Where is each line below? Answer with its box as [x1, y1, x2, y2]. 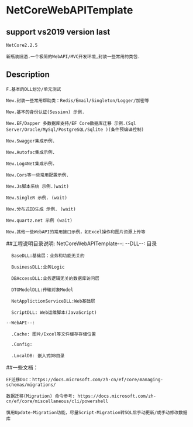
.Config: [11, 341, 33, 347]
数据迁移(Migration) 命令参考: [6, 393, 75, 399]
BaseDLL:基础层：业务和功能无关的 [11, 253, 85, 259]
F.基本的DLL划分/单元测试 [6, 86, 61, 92]
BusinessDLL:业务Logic [11, 264, 65, 270]
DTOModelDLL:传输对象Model [11, 287, 74, 293]
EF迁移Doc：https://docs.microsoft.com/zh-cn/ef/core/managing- [6, 377, 164, 382]
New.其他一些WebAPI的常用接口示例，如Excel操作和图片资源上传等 [6, 229, 146, 235]
